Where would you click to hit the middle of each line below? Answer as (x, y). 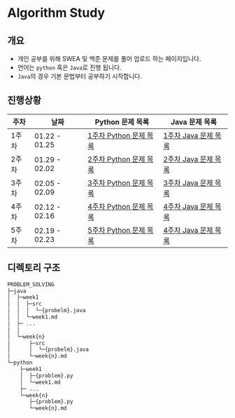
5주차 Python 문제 (116, 230)
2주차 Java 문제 (188, 159)
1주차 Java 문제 (188, 135)
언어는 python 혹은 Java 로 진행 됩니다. (69, 67)
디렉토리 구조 (34, 268)
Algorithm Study (56, 13)
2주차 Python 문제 (116, 159)
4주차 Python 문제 (116, 206)
